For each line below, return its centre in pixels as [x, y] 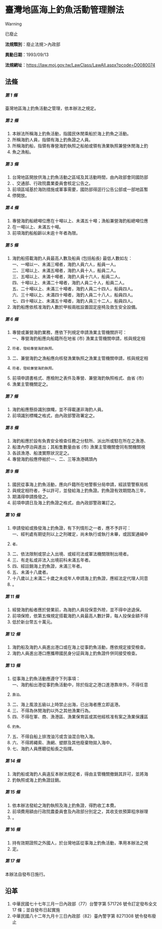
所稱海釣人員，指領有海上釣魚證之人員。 [52, 140]
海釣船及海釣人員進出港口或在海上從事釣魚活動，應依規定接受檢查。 [80, 647]
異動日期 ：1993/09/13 [27, 55]
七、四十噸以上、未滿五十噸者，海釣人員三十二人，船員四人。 [74, 301]
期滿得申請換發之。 [31, 497]
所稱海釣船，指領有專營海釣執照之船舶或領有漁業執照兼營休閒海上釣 [80, 146]
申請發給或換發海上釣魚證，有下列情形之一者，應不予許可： [72, 528]
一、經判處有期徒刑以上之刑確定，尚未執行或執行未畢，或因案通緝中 [80, 534]
